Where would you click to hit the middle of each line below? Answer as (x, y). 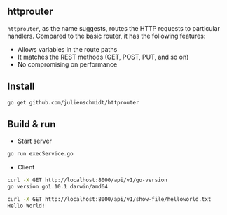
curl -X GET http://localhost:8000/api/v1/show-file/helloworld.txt (109, 199)
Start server (35, 141)
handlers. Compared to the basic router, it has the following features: (106, 36)
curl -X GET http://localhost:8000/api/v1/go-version (88, 180)
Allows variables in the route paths (67, 49)
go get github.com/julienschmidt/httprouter (73, 102)
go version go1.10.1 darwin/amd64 (58, 187)
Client (26, 167)
